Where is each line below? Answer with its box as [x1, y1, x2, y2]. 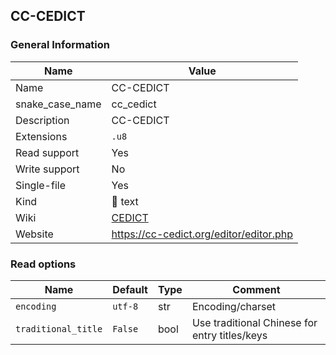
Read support [15, 145, 80, 159]
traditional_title [15, 323, 103, 334]
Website [15, 227, 54, 241]
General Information [10, 38, 111, 52]
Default [112, 282, 148, 296]
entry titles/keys [191, 328, 268, 342]
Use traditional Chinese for [191, 315, 318, 329]
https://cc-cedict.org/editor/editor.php [111, 227, 293, 241]
